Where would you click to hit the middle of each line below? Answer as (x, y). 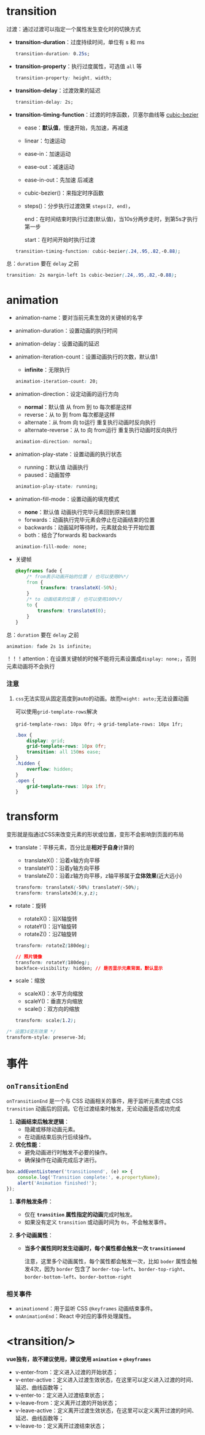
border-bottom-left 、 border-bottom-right (78, 1276)
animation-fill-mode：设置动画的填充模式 (67, 499)
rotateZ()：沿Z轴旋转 (51, 934)
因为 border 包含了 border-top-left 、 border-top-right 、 (116, 1269)
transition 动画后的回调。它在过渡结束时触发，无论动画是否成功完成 (94, 1108)
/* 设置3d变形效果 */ (31, 1032)
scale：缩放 (30, 981)
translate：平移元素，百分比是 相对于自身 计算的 (75, 848)
